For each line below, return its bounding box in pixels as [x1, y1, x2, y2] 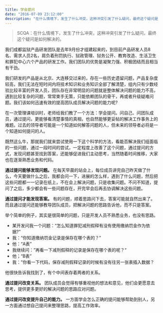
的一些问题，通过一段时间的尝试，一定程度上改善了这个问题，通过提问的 [5, 145, 149, 151]
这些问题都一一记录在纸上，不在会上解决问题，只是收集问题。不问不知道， [5, 179, 154, 185]
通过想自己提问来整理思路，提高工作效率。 [17, 303, 103, 309]
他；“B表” [12, 253, 32, 259]
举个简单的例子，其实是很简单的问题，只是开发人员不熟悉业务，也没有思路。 [5, 213, 158, 218]
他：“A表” [12, 241, 32, 247]
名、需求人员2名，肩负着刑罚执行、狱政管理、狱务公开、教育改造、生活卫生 [5, 53, 157, 59]
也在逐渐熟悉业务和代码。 [5, 157, 56, 163]
